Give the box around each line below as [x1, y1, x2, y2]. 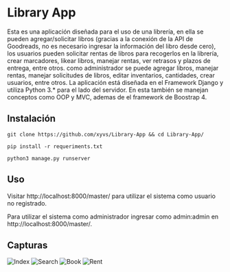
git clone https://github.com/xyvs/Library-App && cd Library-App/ [7, 131, 205, 138]
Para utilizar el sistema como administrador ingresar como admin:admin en [7, 212, 219, 221]
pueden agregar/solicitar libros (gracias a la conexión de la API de [7, 34, 194, 42]
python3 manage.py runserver [7, 155, 91, 162]
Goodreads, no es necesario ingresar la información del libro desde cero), [7, 42, 216, 50]
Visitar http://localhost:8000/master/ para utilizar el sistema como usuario [7, 192, 216, 200]
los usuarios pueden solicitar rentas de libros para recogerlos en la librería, [7, 49, 219, 58]
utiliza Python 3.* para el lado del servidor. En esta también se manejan [7, 86, 209, 94]
